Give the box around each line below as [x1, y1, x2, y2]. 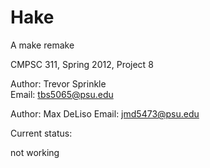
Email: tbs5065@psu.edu [10, 88, 114, 100]
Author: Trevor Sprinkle [10, 77, 107, 90]
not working [10, 146, 60, 158]
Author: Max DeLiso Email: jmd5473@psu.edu [10, 107, 200, 120]
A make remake [10, 39, 75, 51]
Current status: [10, 127, 73, 139]
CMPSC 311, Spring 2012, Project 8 [10, 58, 154, 70]
